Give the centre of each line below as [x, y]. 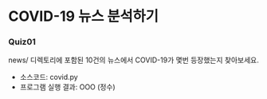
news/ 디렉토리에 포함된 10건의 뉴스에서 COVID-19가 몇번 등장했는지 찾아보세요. [133, 60]
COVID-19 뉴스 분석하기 [84, 16]
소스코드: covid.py [49, 77]
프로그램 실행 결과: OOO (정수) [67, 87]
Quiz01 [22, 42]
